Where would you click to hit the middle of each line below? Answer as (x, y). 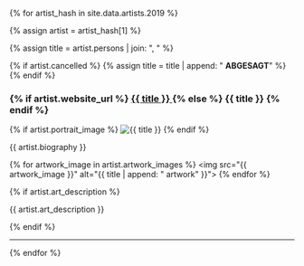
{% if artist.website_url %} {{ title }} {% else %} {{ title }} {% (145, 99)
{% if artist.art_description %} (65, 192)
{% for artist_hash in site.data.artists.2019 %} (94, 13)
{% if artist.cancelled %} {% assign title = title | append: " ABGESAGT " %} (148, 66)
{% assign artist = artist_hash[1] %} (76, 30)
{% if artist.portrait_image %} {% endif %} (109, 129)
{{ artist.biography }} (48, 147)
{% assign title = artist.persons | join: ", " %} (91, 48)
